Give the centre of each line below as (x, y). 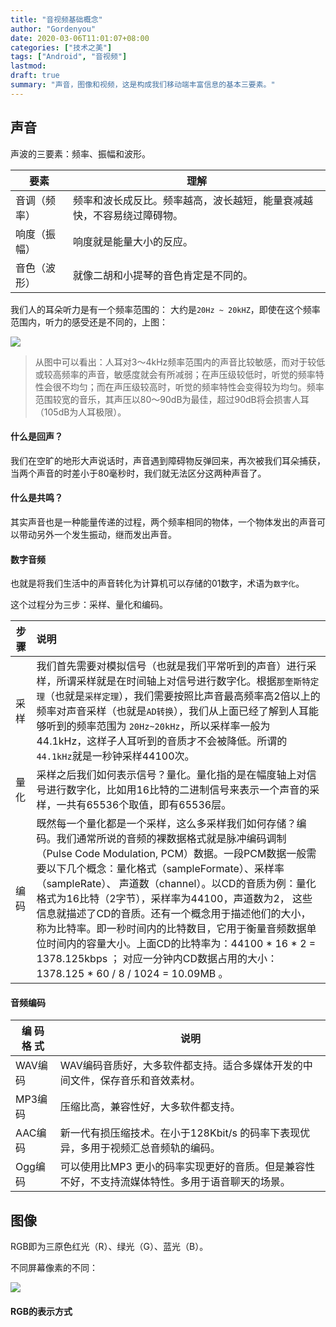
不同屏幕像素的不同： (54, 1268)
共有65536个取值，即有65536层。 (149, 805)
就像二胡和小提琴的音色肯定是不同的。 (163, 275)
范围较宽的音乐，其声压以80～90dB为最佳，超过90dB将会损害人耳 (172, 399)
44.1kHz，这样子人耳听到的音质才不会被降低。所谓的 (162, 741)
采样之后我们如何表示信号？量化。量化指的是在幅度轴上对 (171, 775)
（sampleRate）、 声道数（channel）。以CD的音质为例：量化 (176, 884)
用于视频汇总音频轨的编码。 (155, 1148)
